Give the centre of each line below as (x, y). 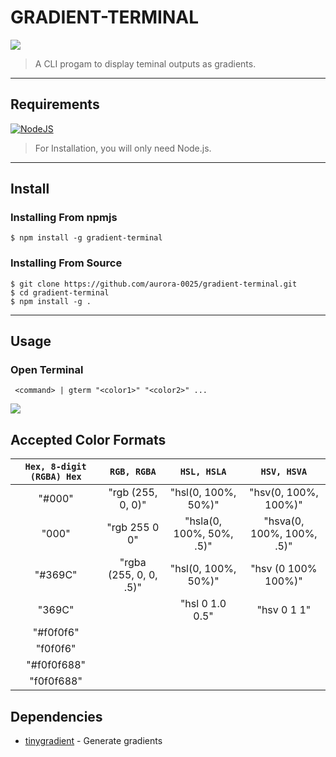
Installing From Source (66, 263)
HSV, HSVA (284, 472)
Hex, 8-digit (55, 467)
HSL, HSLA (203, 472)
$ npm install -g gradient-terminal (86, 238)
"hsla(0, (203, 521)
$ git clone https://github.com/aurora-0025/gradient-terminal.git (154, 284)
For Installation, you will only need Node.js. (123, 148)
